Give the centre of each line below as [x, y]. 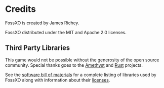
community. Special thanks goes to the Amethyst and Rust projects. [74, 65]
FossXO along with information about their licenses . [58, 80]
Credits [20, 9]
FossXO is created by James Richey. [42, 23]
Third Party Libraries [38, 48]
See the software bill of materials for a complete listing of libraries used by [81, 75]
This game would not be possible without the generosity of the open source [82, 60]
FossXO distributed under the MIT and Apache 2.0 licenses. [66, 32]
